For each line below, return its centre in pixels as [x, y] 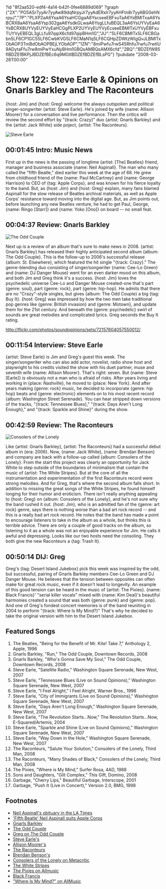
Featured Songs [31, 632]
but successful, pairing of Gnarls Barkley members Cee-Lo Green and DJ [80, 574]
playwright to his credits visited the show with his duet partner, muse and [80, 368]
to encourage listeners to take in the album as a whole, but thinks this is [78, 520]
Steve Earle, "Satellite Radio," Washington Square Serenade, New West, [85, 669]
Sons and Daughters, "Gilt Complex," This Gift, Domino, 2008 [75, 775]
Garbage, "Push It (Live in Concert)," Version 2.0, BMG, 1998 [74, 785]
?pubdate [125, 54]
